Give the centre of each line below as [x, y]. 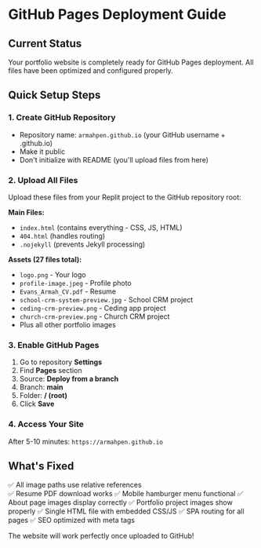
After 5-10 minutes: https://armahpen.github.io [85, 441]
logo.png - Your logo [53, 274]
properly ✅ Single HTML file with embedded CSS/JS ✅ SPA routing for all [126, 511]
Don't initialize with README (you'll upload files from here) [114, 159]
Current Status [45, 44]
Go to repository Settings [61, 362]
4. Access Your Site [46, 424]
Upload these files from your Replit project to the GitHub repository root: [125, 197]
